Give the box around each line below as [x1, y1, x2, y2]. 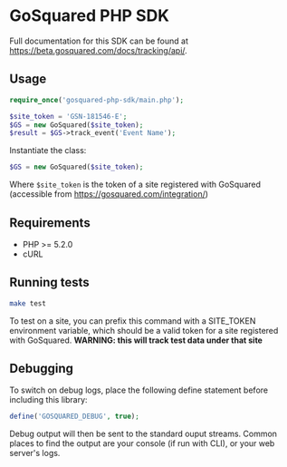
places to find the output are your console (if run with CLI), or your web [9, 438, 275, 449]
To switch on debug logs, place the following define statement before [9, 384, 269, 395]
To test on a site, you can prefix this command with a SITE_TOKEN [9, 315, 256, 326]
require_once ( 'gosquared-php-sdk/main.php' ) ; [9, 95, 184, 104]
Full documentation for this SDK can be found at [9, 35, 188, 46]
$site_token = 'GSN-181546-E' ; [9, 112, 128, 121]
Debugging [9, 361, 74, 376]
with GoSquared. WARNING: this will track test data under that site [9, 335, 263, 345]
